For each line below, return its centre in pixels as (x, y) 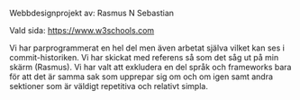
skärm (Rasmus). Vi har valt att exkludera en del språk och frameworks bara (150, 67)
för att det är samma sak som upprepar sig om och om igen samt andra (141, 77)
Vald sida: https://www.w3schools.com (82, 30)
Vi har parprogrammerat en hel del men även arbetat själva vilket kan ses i (147, 48)
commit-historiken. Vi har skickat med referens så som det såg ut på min (144, 57)
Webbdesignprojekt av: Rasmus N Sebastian (91, 13)
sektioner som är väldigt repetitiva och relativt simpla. (109, 86)
